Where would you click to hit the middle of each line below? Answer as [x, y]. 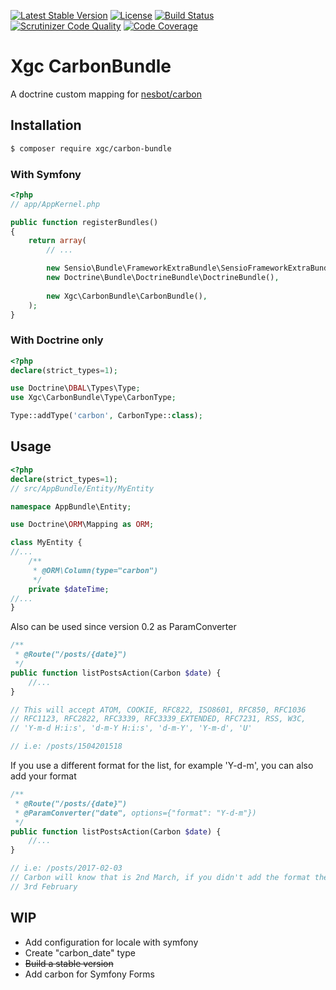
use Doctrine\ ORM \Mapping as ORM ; [82, 525]
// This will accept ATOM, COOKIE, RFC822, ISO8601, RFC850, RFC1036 [158, 710]
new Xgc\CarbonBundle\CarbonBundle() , [127, 296]
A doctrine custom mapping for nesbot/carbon [106, 94]
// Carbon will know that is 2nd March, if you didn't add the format [160, 878]
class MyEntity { [46, 543]
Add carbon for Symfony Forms [89, 974]
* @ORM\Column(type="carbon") [95, 570]
